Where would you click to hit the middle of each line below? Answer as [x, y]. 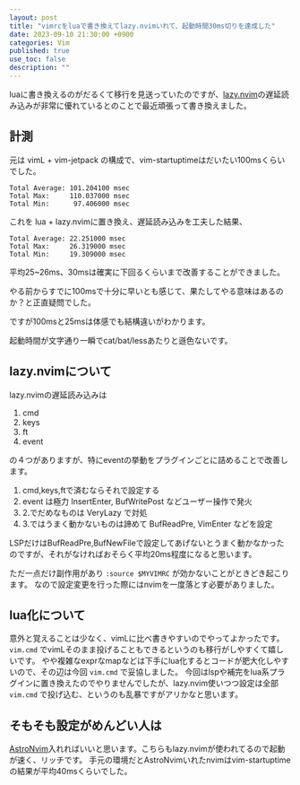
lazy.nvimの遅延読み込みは [58, 395]
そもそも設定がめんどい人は [86, 725]
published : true [39, 51]
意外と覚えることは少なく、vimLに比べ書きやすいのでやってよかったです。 [147, 639]
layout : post [34, 17]
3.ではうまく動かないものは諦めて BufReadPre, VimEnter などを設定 [147, 523]
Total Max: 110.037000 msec [69, 196]
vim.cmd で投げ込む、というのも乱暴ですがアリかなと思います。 [126, 694]
